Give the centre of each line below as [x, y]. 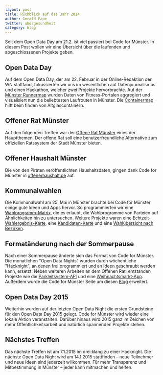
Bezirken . [15, 229]
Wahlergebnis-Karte [25, 223]
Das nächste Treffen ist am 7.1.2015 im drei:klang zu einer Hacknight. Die [78, 352]
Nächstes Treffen [32, 340]
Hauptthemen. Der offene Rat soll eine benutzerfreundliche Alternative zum [81, 138]
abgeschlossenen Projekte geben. [40, 52]
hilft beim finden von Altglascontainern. [45, 105]
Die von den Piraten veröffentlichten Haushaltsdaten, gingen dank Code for [81, 170]
